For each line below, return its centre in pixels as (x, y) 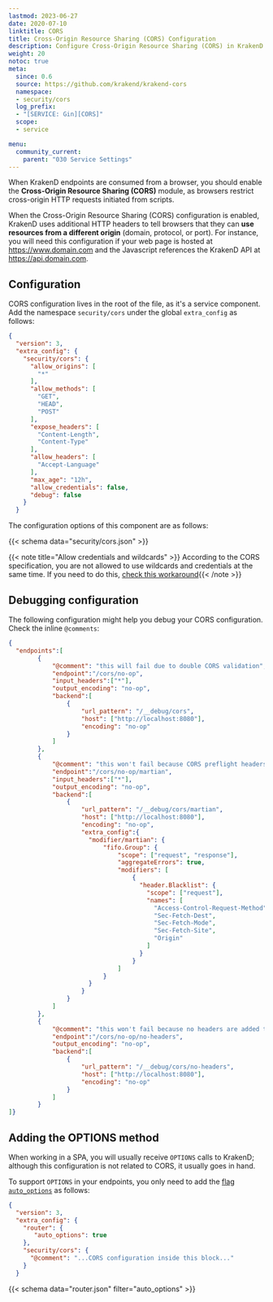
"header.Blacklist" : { (178, 885)
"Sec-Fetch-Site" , (185, 931)
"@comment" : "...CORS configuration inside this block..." (132, 1258)
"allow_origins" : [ (63, 366)
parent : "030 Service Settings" (78, 159)
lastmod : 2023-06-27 (43, 16)
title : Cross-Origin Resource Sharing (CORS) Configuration (113, 39)
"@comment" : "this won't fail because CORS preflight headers (159, 764)
